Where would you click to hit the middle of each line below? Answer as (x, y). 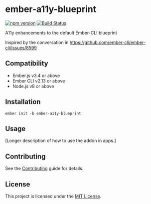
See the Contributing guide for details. (44, 168)
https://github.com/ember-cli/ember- (108, 42)
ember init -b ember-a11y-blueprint (43, 113)
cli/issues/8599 (21, 47)
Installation (23, 102)
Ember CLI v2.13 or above (39, 80)
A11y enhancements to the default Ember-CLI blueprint (61, 32)
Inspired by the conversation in (37, 42)
